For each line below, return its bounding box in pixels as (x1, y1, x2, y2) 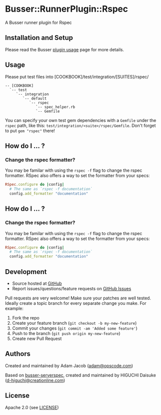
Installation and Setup (5, 34, 73, 42)
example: (5, 306, 23, 311)
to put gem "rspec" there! (5, 128, 55, 134)
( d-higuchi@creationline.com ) (5, 377, 65, 383)
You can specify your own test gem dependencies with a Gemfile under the (5, 117, 157, 123)
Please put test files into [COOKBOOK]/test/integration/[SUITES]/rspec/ (5, 74, 149, 79)
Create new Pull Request (12, 336, 62, 341)
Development (5, 267, 47, 276)
